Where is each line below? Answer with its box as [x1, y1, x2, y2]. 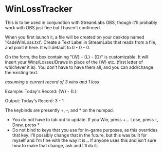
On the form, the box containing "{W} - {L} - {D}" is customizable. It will [5, 54, 148, 59]
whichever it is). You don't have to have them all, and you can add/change [5, 64, 154, 70]
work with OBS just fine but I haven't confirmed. [5, 24, 101, 30]
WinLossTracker [5, 3, 72, 15]
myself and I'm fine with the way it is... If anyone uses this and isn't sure [12, 137, 157, 143]
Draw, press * [12, 122, 40, 128]
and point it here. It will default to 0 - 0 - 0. [5, 44, 90, 50]
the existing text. [5, 69, 38, 75]
